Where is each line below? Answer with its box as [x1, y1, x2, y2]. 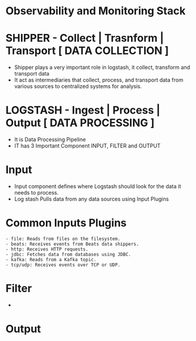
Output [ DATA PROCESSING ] [5, 116, 155, 130]
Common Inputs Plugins [5, 216, 127, 230]
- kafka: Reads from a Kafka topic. [5, 256, 97, 262]
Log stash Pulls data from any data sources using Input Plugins [14, 195, 169, 202]
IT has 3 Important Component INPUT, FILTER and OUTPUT [14, 142, 161, 149]
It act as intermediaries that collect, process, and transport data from [14, 76, 183, 84]
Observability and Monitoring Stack [5, 4, 186, 18]
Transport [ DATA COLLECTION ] [5, 44, 169, 58]
